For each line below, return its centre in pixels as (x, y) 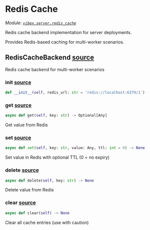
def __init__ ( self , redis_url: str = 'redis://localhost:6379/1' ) (75, 92)
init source (18, 82)
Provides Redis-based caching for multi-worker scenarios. (65, 42)
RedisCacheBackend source (50, 58)
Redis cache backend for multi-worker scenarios (55, 69)
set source (18, 138)
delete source (22, 170)
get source (18, 105)
